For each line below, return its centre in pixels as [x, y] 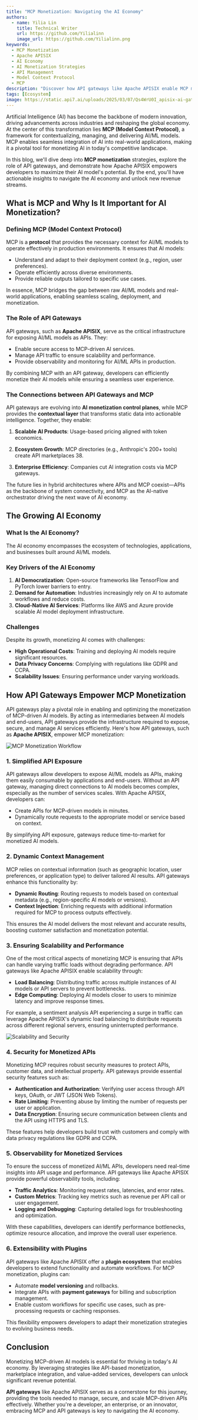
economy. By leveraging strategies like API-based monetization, [84, 1367]
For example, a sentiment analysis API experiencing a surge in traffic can [95, 1012]
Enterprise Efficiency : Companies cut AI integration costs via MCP [96, 467]
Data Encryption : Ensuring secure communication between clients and [101, 1114]
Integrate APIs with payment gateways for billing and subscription [95, 1292]
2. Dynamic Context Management [55, 856]
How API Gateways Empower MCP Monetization [96, 695]
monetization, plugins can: [38, 1274]
